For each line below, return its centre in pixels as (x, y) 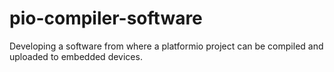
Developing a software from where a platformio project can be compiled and (166, 46)
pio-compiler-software (106, 18)
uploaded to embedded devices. (76, 56)
